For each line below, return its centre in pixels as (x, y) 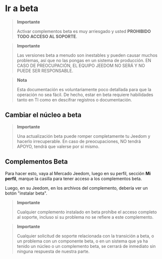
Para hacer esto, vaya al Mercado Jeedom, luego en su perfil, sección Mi (78, 173)
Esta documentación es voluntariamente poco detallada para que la (84, 89)
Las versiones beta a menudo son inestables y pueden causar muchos (87, 55)
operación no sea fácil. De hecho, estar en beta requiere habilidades (85, 95)
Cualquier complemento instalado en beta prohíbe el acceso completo (87, 212)
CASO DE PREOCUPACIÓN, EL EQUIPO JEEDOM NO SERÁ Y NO (81, 65)
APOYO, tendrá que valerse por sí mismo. (58, 146)
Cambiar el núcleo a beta (43, 115)
